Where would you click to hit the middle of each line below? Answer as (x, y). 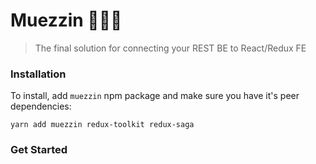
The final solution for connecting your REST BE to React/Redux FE (170, 48)
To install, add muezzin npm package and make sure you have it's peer (155, 96)
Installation (38, 74)
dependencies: (41, 106)
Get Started (39, 150)
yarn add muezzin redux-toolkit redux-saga (102, 125)
